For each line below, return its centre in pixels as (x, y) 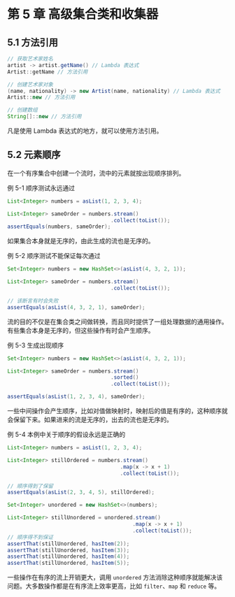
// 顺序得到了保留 (30, 486)
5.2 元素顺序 (34, 155)
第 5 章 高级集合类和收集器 (83, 14)
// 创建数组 (23, 110)
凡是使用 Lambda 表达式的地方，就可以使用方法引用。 (85, 131)
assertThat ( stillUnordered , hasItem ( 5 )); (69, 563)
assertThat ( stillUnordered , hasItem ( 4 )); (69, 556)
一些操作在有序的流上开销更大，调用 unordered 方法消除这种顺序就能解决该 (115, 577)
